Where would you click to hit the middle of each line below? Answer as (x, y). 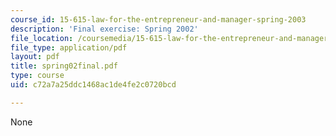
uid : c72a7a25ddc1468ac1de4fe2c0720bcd (93, 85)
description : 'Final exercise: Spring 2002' (104, 29)
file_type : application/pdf (69, 47)
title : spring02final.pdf (64, 66)
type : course (37, 76)
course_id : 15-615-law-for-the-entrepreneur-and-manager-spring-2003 (158, 19)
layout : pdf (35, 57)
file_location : (42, 38)
